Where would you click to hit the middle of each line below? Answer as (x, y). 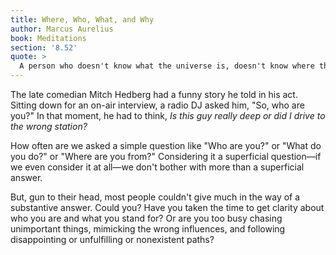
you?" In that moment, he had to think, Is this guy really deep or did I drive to (168, 115)
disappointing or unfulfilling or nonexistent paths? (112, 239)
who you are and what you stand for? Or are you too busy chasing (146, 218)
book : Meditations (48, 38)
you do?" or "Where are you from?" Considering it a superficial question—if (166, 156)
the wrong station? (49, 126)
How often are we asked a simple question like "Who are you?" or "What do (166, 145)
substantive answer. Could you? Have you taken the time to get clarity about (167, 207)
